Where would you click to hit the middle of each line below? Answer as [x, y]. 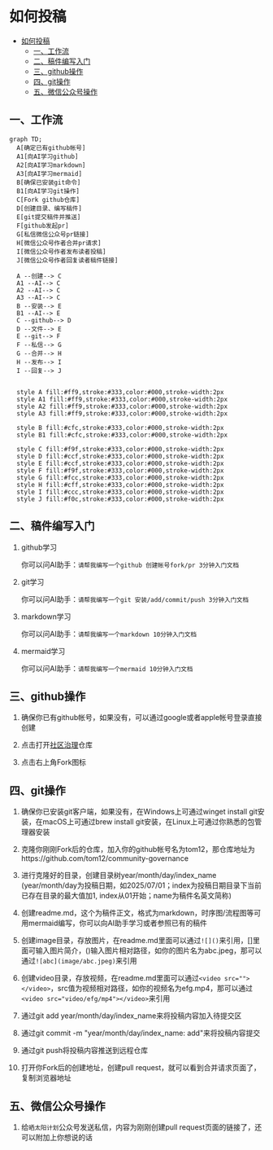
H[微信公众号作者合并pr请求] [59, 243]
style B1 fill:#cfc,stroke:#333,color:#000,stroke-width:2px [122, 435]
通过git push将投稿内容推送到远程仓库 [84, 1051]
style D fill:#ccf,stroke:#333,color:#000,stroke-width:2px [120, 456]
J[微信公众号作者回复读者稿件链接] [67, 260]
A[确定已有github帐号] [51, 147]
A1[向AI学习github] [48, 156]
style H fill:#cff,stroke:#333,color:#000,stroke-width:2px [120, 485]
